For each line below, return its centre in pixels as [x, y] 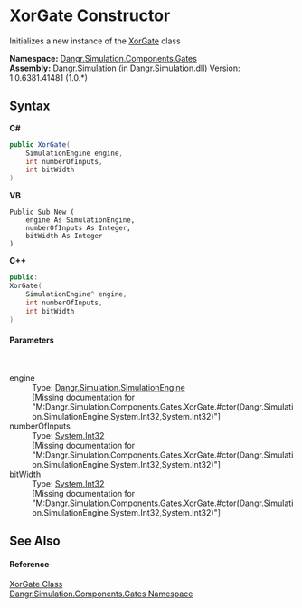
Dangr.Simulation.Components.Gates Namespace [101, 594]
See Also [35, 540]
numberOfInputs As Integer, [78, 228]
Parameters [32, 340]
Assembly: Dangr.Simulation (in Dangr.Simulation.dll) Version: [125, 68]
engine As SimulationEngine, [80, 220]
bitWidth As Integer [64, 236]
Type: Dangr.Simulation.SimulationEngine [109, 387]
